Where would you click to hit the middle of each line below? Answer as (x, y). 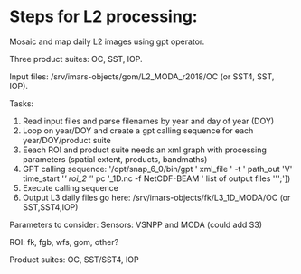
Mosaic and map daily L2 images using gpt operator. (107, 41)
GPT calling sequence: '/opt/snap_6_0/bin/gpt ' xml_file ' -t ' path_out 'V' (157, 169)
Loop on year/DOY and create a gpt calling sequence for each (138, 130)
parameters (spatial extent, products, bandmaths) (115, 159)
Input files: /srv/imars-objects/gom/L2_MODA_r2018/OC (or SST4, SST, (142, 76)
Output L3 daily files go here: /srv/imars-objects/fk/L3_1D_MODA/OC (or (156, 197)
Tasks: (22, 103)
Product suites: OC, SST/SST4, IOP (74, 260)
